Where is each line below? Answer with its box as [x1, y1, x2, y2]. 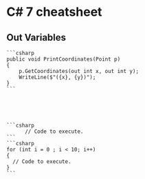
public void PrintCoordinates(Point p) [6, 56, 121, 63]
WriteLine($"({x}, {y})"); [19, 74, 96, 81]
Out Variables [6, 32, 67, 43]
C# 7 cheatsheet [6, 4, 102, 20]
